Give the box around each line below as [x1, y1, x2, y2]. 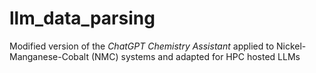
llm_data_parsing [9, 7, 156, 30]
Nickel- [276, 40, 307, 52]
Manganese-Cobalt [9, 50, 90, 62]
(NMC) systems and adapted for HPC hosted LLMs [90, 50, 301, 62]
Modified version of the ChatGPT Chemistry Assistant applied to [9, 40, 275, 52]
